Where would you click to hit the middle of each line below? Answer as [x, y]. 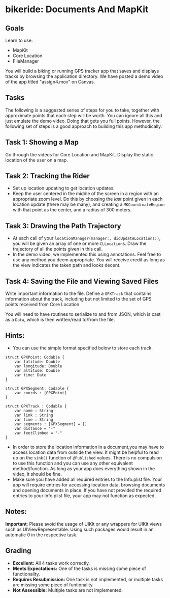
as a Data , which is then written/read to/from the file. [60, 320]
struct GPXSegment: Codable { [37, 388]
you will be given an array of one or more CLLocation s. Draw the [79, 243]
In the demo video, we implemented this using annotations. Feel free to [87, 254]
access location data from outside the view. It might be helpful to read [86, 452]
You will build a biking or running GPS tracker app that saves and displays [82, 71]
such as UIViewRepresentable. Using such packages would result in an [79, 529]
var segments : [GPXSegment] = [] [51, 424]
